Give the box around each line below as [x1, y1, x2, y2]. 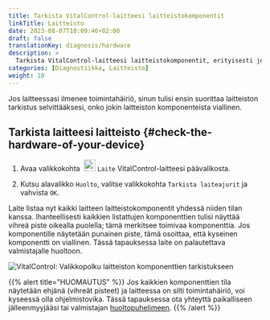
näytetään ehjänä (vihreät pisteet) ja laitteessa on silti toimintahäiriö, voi [8, 286, 245, 296]
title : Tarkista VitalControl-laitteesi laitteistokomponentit [8, 11, 225, 20]
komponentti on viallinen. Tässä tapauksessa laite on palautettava [8, 238, 226, 248]
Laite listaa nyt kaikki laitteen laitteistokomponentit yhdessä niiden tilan [8, 203, 243, 213]
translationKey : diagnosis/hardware [8, 42, 131, 50]
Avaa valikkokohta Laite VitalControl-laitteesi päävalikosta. [19, 164, 231, 174]
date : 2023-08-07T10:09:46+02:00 [8, 27, 121, 35]
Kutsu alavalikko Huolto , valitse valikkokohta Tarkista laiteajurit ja [19, 179, 247, 189]
